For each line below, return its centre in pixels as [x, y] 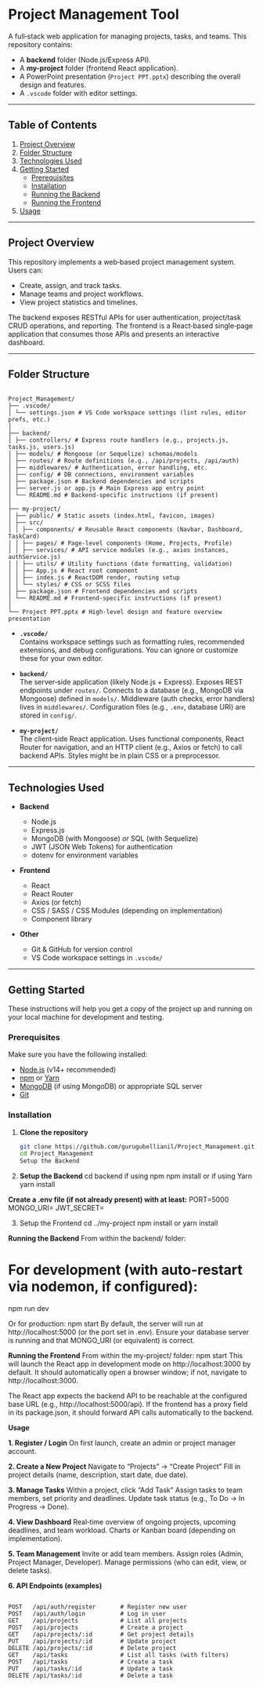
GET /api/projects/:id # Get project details [101, 1634]
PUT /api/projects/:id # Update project [92, 1641]
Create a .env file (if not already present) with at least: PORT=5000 [119, 1200]
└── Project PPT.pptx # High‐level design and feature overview [115, 612]
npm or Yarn [40, 1078]
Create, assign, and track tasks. [70, 285]
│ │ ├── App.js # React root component [73, 571]
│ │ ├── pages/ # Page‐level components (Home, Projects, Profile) [121, 543]
